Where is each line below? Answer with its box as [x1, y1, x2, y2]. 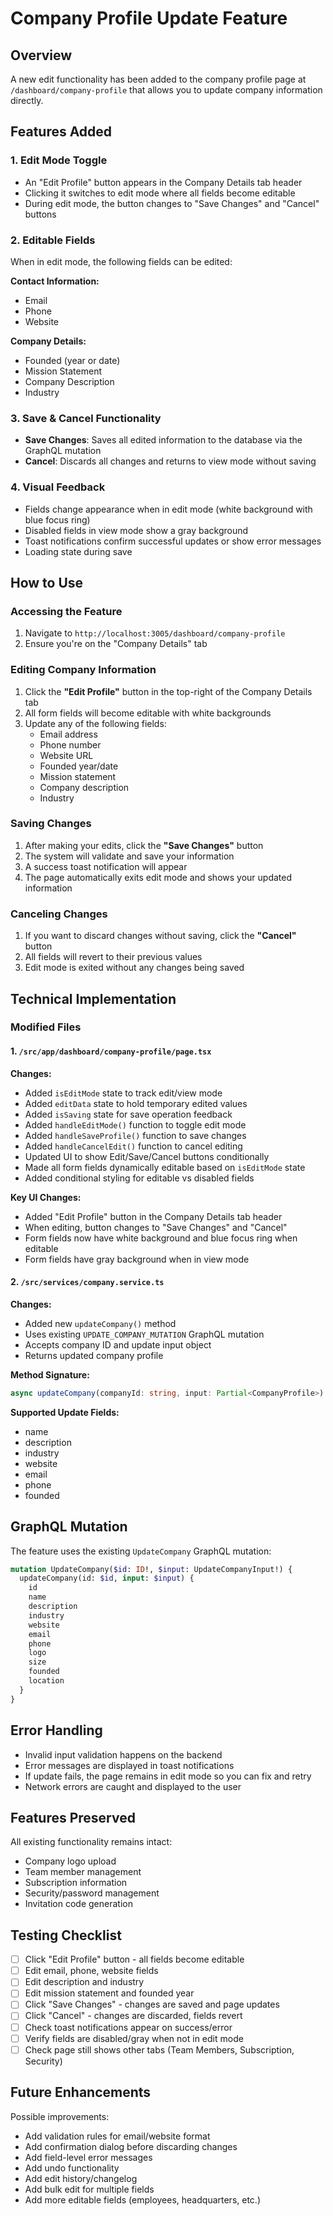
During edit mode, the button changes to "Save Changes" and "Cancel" [24, 197, 320, 209]
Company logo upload [24, 1855, 117, 1867]
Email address [39, 728, 98, 740]
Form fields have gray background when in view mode [24, 1253, 250, 1265]
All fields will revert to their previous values [24, 951, 203, 963]
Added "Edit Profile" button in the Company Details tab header [24, 1210, 283, 1222]
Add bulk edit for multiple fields [24, 2183, 155, 2195]
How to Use [10, 574, 84, 591]
